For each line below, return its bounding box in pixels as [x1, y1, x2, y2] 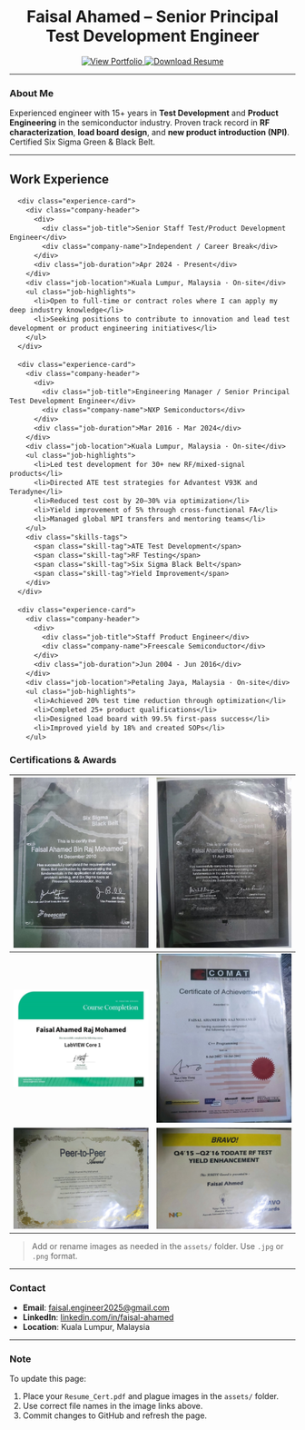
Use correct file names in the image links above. [22, 1401, 203, 1412]
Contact [9, 1281, 46, 1294]
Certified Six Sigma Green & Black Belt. [9, 136, 156, 147]
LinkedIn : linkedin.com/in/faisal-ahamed [22, 1311, 174, 1323]
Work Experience [9, 171, 110, 187]
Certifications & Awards [9, 753, 117, 766]
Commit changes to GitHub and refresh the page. [22, 1410, 207, 1421]
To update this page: [9, 1374, 87, 1385]
